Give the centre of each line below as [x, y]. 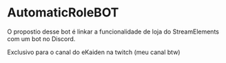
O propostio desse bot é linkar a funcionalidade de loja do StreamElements [113, 32]
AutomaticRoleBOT [63, 13]
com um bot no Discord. [41, 38]
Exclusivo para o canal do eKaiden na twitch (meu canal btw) [94, 52]
